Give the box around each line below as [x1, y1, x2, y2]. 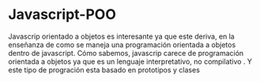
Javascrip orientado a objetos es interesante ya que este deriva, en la [8, 32, 235, 41]
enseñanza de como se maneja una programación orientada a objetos [8, 39, 236, 49]
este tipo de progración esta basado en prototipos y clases [8, 65, 200, 74]
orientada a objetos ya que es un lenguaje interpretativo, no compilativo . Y [8, 57, 253, 66]
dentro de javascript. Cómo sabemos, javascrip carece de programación [8, 48, 244, 58]
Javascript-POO [8, 6, 117, 24]
